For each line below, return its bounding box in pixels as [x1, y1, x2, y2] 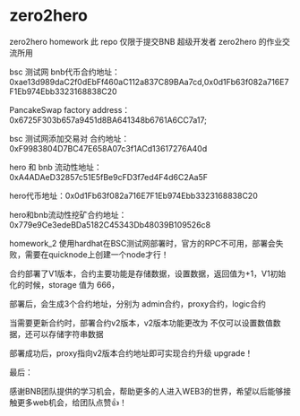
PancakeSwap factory [9, 104, 91, 115]
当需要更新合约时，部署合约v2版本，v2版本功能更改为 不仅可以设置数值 [9, 317, 273, 328]
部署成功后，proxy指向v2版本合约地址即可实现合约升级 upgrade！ [9, 347, 253, 359]
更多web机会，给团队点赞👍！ [16, 396, 127, 408]
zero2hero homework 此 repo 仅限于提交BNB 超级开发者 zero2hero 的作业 [9, 36, 283, 47]
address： [92, 104, 131, 115]
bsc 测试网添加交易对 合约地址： [9, 133, 130, 143]
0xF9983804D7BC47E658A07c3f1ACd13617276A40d [9, 143, 208, 153]
